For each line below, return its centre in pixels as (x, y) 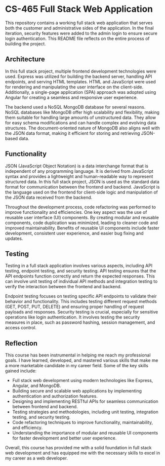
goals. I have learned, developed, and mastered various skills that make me (82, 360)
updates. (14, 238)
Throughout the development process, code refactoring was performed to (81, 207)
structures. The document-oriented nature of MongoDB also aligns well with (82, 128)
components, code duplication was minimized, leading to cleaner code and (82, 223)
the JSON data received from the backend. (49, 197)
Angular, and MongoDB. (37, 386)
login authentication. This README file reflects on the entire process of (77, 39)
